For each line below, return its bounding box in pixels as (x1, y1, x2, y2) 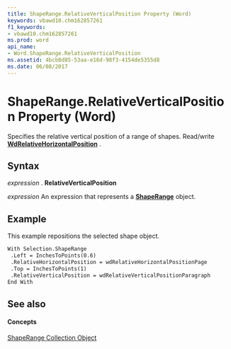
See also (7, 298, 46, 310)
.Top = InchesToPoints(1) (10, 265, 87, 273)
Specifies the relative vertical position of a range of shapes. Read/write (7, 132, 215, 140)
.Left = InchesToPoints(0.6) (10, 252, 97, 259)
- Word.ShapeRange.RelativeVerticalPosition (7, 50, 141, 57)
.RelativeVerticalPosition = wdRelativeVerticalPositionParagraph (10, 272, 211, 279)
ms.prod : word (7, 37, 50, 44)
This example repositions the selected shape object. (7, 231, 160, 241)
